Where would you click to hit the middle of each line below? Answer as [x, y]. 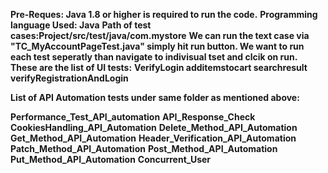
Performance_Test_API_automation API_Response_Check [133, 117]
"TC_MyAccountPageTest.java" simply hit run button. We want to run [157, 46]
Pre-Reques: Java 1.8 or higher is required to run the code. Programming [164, 14]
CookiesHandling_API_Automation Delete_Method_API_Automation [154, 127]
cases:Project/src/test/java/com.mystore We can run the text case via [160, 35]
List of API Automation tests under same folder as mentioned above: [155, 97]
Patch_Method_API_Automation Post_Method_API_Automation [144, 148]
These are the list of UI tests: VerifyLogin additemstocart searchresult [159, 67]
